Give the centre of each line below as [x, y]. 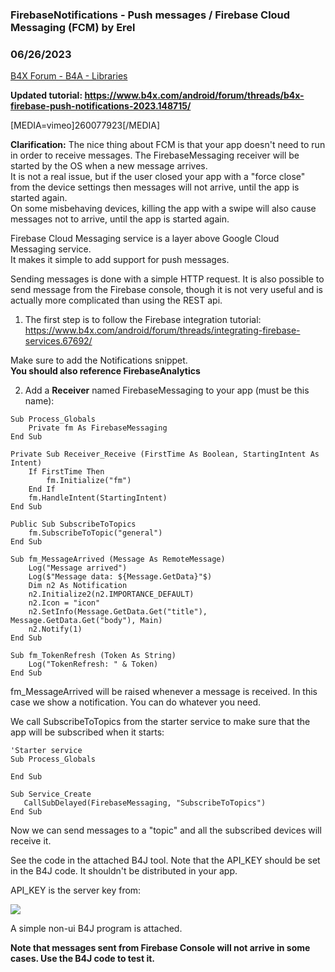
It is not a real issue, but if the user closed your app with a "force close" [158, 177]
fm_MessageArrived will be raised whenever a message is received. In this [164, 692]
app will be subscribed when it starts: [87, 732]
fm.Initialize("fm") [89, 481]
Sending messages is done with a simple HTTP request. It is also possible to [167, 279]
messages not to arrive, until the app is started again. [120, 219]
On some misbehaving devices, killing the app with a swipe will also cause [163, 209]
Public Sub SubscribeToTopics [73, 524]
